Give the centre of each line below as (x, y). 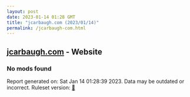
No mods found (29, 68)
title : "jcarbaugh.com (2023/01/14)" (53, 22)
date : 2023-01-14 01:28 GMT (41, 17)
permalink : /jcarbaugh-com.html (46, 28)
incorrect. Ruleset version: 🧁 (41, 87)
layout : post (23, 11)
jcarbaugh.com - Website (54, 51)
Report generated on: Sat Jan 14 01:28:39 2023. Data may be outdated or (96, 81)
